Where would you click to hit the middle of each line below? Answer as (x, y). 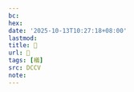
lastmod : (23, 38)
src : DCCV (25, 68)
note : (17, 75)
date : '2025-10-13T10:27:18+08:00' (68, 30)
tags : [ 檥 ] (26, 61)
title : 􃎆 (23, 46)
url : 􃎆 (19, 53)
